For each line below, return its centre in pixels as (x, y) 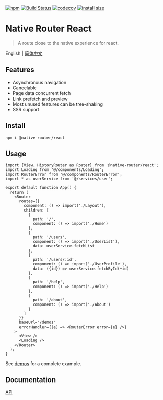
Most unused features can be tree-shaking (58, 104)
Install (15, 126)
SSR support (26, 109)
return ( (19, 193)
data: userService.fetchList (64, 246)
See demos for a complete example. (43, 364)
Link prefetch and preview (40, 99)
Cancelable (25, 88)
